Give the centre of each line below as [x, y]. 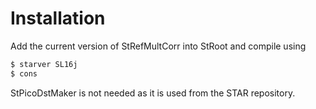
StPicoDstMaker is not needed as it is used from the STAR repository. [153, 93]
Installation [58, 18]
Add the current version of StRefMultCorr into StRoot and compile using [158, 46]
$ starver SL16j [44, 64]
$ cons [24, 73]
